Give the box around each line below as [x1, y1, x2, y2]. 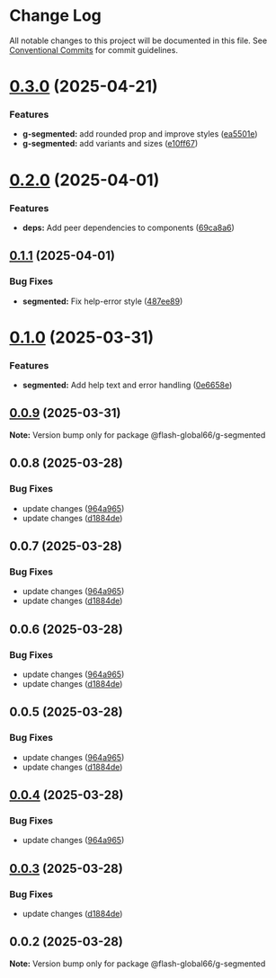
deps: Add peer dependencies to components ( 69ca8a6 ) [22, 222, 236, 233]
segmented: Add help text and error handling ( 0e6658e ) [22, 379, 233, 391]
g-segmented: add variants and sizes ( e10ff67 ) [22, 138, 199, 149]
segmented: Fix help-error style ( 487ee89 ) [22, 296, 183, 307]
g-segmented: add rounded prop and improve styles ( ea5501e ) [22, 129, 258, 139]
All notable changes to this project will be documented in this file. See [9, 35, 268, 46]
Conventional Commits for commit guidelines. [9, 44, 178, 55]
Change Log [9, 5, 102, 26]
